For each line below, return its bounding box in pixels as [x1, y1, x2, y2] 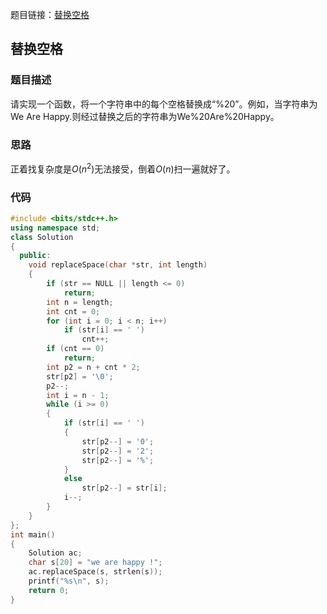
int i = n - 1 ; [46, 390, 110, 400]
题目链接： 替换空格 [10, 9, 90, 20]
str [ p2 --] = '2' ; [81, 446, 155, 456]
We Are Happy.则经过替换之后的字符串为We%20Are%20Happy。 [10, 110, 280, 122]
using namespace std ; [10, 223, 101, 233]
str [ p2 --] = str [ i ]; [81, 483, 168, 493]
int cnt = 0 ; [46, 306, 101, 317]
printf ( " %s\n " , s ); [28, 576, 110, 587]
